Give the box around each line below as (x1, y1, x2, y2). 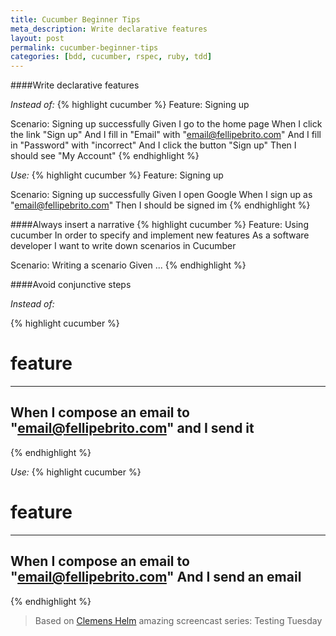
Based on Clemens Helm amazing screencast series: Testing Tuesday (34, 614, 323, 626)
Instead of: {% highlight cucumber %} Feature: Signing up (10, 99, 250, 111)
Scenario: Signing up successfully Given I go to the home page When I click (10, 118, 323, 130)
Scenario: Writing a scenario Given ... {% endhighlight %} (10, 259, 247, 271)
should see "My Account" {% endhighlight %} (10, 150, 200, 162)
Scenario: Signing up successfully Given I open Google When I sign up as (10, 189, 313, 201)
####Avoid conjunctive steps (10, 279, 132, 291)
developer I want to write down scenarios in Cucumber (10, 240, 237, 252)
